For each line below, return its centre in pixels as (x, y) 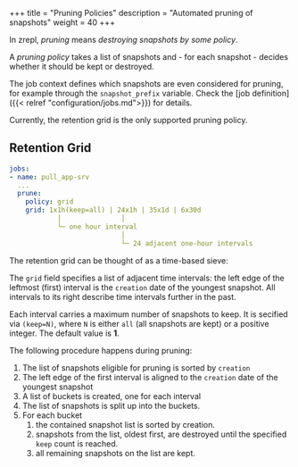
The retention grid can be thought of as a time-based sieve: (119, 260)
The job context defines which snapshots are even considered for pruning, (146, 83)
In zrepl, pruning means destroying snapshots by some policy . (124, 40)
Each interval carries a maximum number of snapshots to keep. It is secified (149, 314)
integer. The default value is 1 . (64, 333)
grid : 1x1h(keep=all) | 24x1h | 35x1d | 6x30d (113, 210)
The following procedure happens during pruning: (101, 350)
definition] (271, 93)
